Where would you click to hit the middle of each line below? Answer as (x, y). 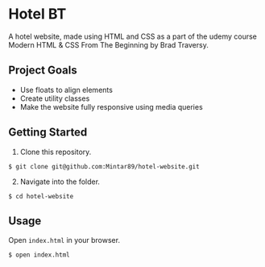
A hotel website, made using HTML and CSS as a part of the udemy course (133, 36)
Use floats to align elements (66, 90)
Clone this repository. (56, 152)
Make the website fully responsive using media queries (111, 106)
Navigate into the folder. (60, 181)
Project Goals (43, 71)
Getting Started (48, 133)
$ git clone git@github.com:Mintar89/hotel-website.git (104, 166)
